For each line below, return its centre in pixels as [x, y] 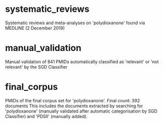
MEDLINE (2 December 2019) [35, 28]
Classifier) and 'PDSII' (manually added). [46, 116]
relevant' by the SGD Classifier [36, 67]
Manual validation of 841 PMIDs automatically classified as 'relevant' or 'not [82, 62]
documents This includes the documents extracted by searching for [74, 106]
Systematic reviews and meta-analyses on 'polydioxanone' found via [75, 23]
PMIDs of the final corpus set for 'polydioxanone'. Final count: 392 [72, 100]
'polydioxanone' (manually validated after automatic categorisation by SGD [81, 111]
